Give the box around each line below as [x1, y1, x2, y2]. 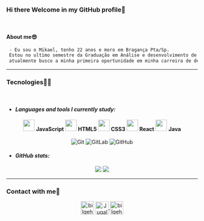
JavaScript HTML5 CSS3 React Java [36, 125, 181, 132]
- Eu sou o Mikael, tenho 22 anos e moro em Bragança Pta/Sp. [8, 47, 170, 53]
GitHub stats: [15, 152, 50, 160]
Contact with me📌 [6, 187, 61, 195]
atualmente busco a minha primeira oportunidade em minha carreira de [8, 58, 191, 64]
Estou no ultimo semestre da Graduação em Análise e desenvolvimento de [8, 52, 197, 58]
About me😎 [6, 33, 38, 40]
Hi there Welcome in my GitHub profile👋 [6, 5, 126, 14]
